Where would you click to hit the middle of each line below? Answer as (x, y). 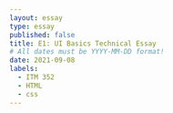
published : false (42, 35)
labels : (24, 69)
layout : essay (36, 18)
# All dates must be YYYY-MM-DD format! (87, 52)
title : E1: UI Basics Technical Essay (83, 43)
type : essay (32, 26)
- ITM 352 (36, 77)
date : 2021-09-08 (42, 60)
